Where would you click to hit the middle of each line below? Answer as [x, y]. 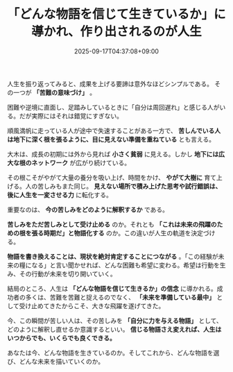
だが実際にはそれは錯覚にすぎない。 [71, 116]
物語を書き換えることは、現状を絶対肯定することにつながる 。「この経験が [113, 256]
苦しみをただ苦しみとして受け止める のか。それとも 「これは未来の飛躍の [112, 224]
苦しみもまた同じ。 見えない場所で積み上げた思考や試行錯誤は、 [129, 186]
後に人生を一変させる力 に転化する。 [60, 194]
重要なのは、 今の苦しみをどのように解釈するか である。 [88, 210]
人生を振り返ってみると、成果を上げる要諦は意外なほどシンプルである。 [110, 83]
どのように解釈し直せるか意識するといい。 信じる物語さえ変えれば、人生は [114, 329]
